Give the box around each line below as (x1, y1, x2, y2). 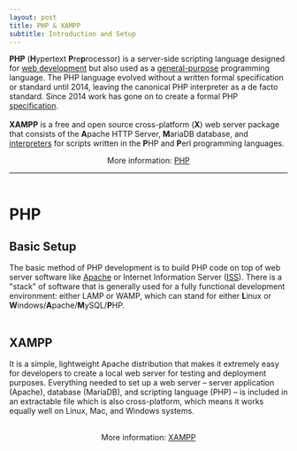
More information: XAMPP (101, 432, 196, 443)
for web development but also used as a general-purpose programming (9, 63, 270, 73)
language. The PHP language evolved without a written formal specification (9, 73, 285, 83)
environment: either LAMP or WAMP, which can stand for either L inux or (9, 291, 272, 302)
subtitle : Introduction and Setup (9, 29, 137, 38)
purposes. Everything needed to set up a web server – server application (9, 378, 275, 388)
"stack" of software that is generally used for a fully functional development (9, 281, 286, 292)
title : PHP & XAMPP (9, 21, 81, 30)
